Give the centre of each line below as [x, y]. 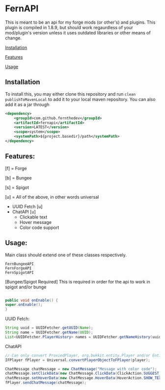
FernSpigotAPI [20, 272]
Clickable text [33, 217]
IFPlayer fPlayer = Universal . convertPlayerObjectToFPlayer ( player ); [78, 360]
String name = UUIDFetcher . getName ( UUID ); [49, 332]
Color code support [39, 227]
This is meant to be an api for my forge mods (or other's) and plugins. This [80, 22]
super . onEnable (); [24, 305]
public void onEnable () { [31, 300]
